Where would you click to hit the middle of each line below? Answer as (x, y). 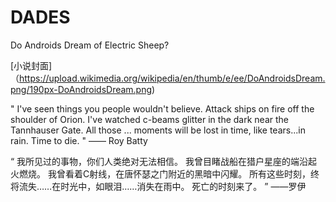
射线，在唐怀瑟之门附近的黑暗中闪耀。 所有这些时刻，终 (204, 173)
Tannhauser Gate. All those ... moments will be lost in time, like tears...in (158, 130)
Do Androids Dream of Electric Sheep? (90, 45)
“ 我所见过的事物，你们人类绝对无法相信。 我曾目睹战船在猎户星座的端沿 (159, 161)
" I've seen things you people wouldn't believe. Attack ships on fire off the (162, 108)
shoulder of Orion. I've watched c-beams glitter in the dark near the (149, 119)
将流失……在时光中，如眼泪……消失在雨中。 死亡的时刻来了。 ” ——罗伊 (158, 186)
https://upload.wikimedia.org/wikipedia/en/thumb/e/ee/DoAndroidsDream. (172, 78)
